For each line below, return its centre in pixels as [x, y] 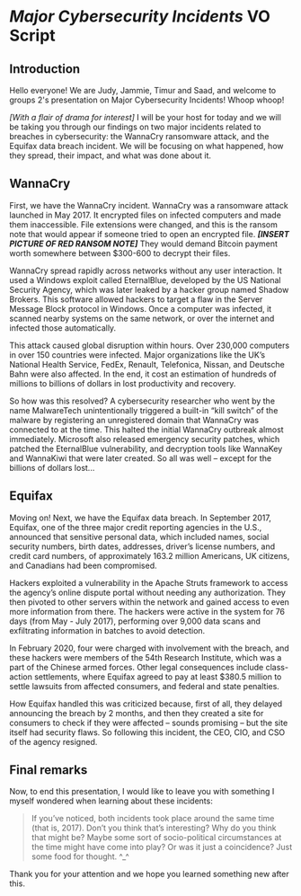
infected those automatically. [63, 328]
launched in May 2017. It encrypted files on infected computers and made [145, 215]
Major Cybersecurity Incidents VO [140, 17]
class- [277, 667]
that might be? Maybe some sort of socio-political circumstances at [156, 838]
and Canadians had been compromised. [83, 565]
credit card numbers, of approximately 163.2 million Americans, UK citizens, [150, 555]
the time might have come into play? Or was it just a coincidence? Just [162, 847]
